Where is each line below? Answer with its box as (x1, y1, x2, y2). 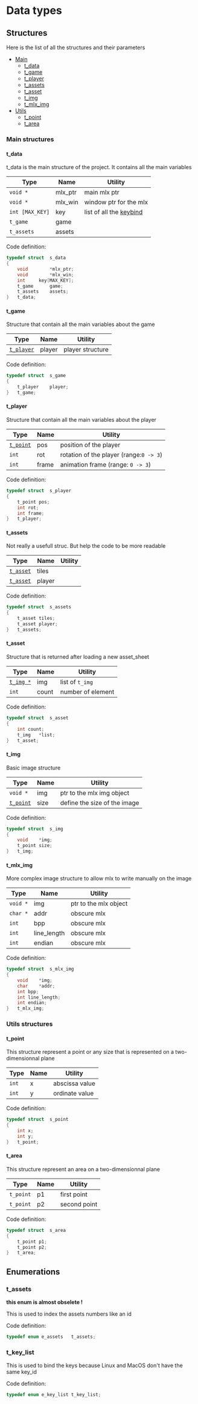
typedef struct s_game (6, 373, 66, 379)
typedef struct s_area (6, 1227, 66, 1233)
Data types (6, 4, 62, 18)
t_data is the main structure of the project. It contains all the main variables (6, 164, 192, 171)
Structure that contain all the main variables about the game (6, 321, 155, 328)
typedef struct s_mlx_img (6, 966, 74, 973)
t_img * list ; (17, 731, 56, 738)
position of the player (60, 441, 121, 449)
